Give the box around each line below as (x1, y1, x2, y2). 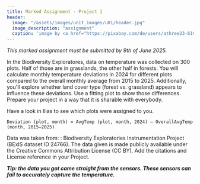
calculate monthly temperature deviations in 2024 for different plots (7, 71, 173, 78)
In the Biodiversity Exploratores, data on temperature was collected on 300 (7, 59, 191, 66)
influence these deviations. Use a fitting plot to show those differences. (7, 90, 181, 97)
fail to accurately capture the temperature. (7, 171, 115, 178)
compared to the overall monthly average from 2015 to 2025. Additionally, (7, 78, 187, 85)
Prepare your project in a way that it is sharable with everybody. (7, 96, 163, 104)
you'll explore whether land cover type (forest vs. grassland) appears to (7, 83, 182, 91)
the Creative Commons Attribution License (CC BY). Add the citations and (7, 147, 187, 154)
